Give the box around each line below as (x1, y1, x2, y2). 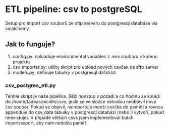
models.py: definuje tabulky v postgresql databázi (12, 69, 117, 75)
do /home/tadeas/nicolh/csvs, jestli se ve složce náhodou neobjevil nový (5, 99, 156, 105)
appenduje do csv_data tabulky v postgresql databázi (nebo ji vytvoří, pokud (5, 109, 164, 115)
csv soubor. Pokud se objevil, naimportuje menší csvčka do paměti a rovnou (5, 104, 163, 110)
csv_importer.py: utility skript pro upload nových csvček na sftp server (12, 64, 159, 70)
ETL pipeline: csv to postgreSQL (5, 4, 142, 15)
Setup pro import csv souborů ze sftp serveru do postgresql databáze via (5, 20, 158, 26)
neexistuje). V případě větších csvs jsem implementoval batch (5, 114, 134, 121)
